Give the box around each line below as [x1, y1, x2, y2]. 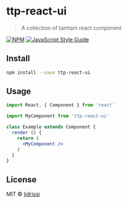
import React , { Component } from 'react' [6, 102, 115, 108]
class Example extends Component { [6, 124, 96, 130]
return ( [17, 135, 39, 141]
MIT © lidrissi [6, 190, 41, 198]
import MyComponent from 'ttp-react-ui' [6, 113, 110, 119]
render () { [11, 130, 42, 136]
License [6, 174, 37, 185]
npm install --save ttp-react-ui [6, 69, 91, 76]
